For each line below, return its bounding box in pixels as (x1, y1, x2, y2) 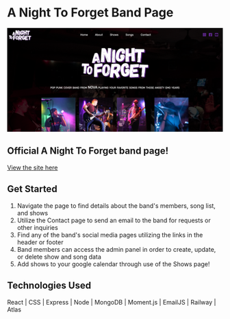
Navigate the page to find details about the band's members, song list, (16, 201, 216, 210)
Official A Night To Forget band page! (7, 145, 169, 157)
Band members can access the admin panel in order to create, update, (16, 245, 216, 253)
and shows (16, 209, 49, 217)
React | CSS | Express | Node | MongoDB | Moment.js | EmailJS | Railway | (7, 298, 216, 306)
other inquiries (16, 223, 58, 231)
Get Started (7, 183, 57, 195)
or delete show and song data (16, 252, 101, 261)
